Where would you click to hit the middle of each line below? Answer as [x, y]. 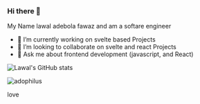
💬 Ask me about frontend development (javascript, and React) [105, 54]
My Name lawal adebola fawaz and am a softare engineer [89, 26]
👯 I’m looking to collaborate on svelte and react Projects [97, 47]
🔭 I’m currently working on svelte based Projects [86, 40]
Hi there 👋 [24, 11]
